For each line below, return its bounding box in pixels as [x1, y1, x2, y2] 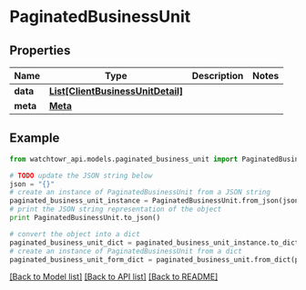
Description [191, 70, 244, 82]
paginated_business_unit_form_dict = [9, 255, 153, 265]
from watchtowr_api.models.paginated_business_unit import [9, 155, 239, 164]
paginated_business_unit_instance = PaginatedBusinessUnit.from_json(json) [9, 196, 303, 205]
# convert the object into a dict [9, 229, 141, 238]
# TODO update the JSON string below [9, 171, 153, 180]
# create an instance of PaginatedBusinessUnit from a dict [9, 246, 243, 255]
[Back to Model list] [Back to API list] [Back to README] [9, 271, 219, 283]
